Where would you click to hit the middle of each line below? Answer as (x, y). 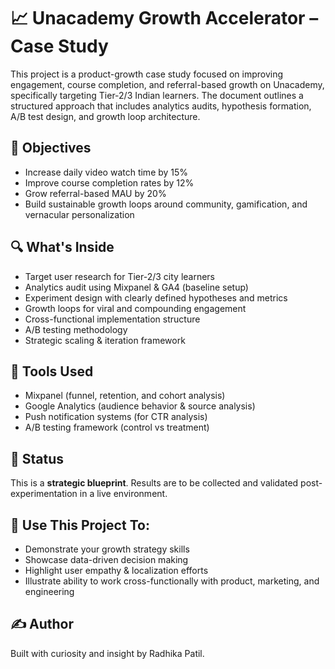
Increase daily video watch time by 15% (106, 172)
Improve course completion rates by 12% (109, 182)
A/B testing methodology (76, 329)
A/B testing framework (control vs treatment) (117, 427)
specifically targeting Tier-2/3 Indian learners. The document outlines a (157, 95)
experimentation (44, 494)
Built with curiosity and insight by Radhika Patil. (107, 653)
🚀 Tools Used (52, 371)
